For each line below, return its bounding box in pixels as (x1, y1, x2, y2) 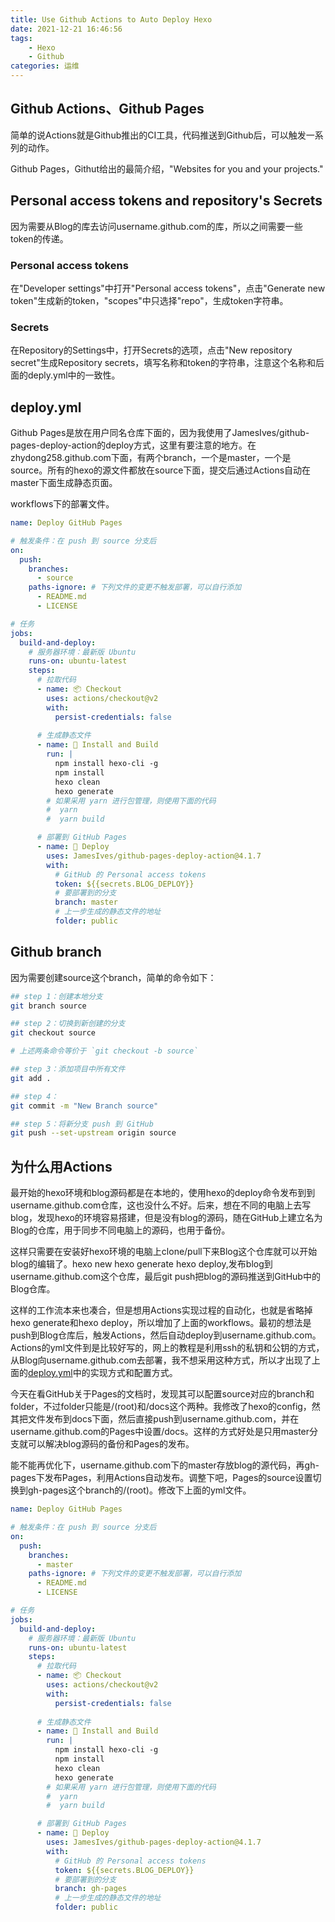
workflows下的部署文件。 (10, 498, 115, 510)
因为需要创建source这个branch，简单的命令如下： (10, 971, 217, 983)
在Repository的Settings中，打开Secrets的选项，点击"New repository (10, 344, 293, 356)
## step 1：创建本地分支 (10, 991, 103, 1001)
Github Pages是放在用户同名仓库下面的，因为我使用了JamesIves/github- (10, 427, 310, 439)
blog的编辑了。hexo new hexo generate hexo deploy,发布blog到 (10, 1258, 273, 1270)
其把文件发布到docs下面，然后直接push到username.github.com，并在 (10, 1413, 300, 1425)
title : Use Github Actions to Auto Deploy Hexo (10, 14, 213, 25)
